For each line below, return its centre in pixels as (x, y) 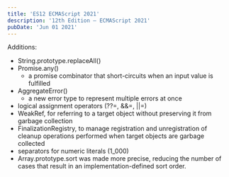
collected (31, 144)
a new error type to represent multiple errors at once (105, 98)
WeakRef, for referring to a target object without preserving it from (114, 113)
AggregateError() (43, 91)
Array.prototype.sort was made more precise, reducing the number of (119, 159)
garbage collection (45, 121)
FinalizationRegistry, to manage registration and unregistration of (112, 129)
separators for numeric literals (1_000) (73, 151)
